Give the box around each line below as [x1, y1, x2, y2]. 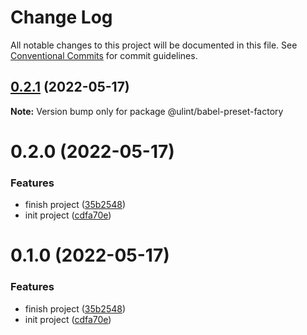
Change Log [10, 6, 113, 29]
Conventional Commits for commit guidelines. [10, 49, 198, 61]
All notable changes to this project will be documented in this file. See [10, 39, 298, 51]
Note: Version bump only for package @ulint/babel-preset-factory [10, 105, 284, 117]
